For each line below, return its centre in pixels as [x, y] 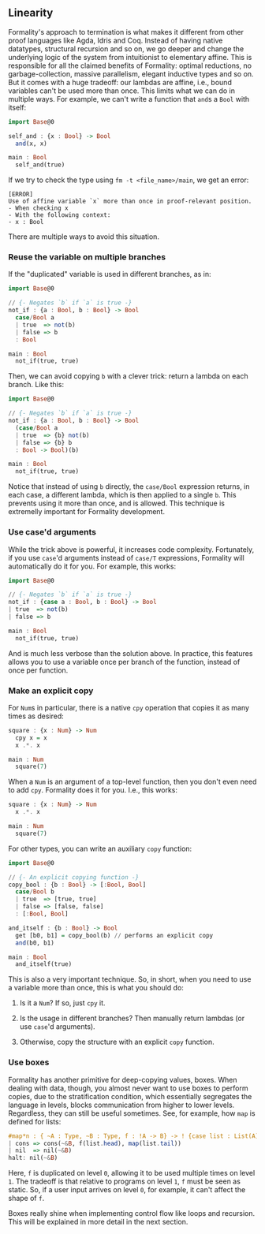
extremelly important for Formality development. [87, 512]
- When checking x [38, 208]
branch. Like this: [36, 385]
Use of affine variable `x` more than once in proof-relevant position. [130, 201]
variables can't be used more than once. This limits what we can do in [121, 91]
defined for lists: [35, 1121]
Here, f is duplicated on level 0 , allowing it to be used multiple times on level [132, 1173]
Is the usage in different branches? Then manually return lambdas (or [132, 1018]
